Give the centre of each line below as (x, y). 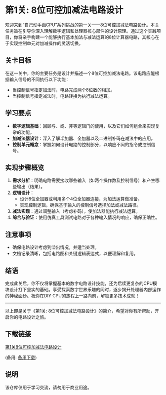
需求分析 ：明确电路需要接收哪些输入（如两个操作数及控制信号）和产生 (84, 180)
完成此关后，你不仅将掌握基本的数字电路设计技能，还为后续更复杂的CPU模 (81, 283)
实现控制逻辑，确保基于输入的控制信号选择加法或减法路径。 (80, 205)
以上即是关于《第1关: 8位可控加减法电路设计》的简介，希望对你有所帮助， (80, 311)
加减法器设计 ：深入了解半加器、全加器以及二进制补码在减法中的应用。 (84, 138)
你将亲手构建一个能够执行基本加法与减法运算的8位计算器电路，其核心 (84, 37)
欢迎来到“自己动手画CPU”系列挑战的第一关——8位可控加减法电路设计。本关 (82, 25)
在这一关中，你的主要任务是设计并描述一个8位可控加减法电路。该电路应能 (80, 73)
